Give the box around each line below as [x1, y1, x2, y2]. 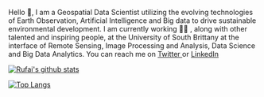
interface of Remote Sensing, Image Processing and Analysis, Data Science [8, 41, 256, 50]
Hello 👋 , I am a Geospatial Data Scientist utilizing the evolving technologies [8, 8, 253, 17]
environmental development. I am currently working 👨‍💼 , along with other [8, 24, 248, 33]
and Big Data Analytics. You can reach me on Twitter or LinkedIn [8, 50, 219, 58]
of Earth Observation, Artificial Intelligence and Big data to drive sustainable [8, 16, 257, 25]
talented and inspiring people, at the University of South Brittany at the [8, 32, 240, 42]
